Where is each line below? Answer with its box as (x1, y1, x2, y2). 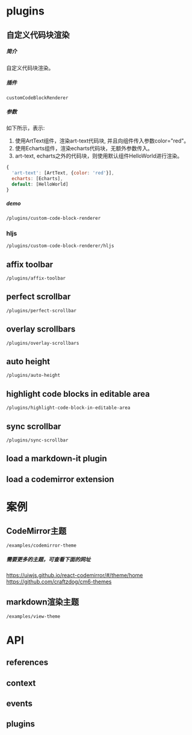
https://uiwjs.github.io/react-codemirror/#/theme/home (6, 571, 143, 579)
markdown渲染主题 (6, 597, 79, 608)
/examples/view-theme (6, 613, 61, 620)
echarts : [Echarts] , (11, 176, 63, 182)
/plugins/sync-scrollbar (6, 437, 69, 443)
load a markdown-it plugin (6, 454, 107, 464)
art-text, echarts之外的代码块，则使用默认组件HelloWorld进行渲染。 (14, 152, 183, 159)
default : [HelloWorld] (11, 181, 69, 188)
